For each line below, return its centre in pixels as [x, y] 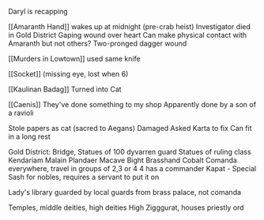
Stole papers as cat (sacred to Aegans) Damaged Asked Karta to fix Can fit [130, 128]
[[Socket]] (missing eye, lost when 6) [68, 74]
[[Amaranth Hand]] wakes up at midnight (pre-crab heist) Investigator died [130, 26]
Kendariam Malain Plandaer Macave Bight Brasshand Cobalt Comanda [123, 160]
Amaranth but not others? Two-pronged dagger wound [98, 43]
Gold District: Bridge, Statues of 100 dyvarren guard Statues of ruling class [130, 152]
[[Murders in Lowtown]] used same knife [74, 59]
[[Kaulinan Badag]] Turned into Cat [65, 89]
